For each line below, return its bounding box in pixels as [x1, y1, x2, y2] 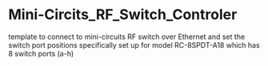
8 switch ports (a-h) [8, 49, 74, 58]
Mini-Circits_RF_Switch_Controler [8, 6, 238, 24]
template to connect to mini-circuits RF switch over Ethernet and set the [8, 32, 246, 41]
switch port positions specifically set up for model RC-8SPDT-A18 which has [8, 40, 260, 49]
